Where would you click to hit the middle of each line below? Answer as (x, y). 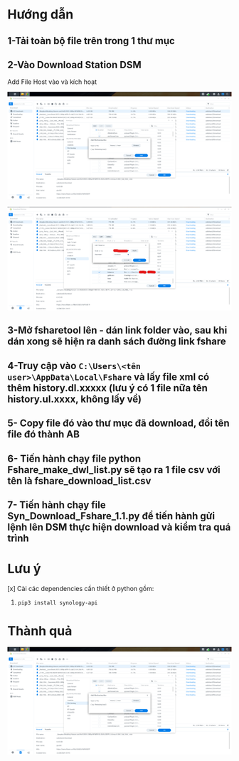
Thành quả (40, 631)
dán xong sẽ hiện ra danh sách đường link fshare (117, 342)
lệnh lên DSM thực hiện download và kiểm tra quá (119, 527)
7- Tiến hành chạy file (57, 505)
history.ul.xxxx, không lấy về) (75, 399)
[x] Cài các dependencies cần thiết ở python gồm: (81, 588)
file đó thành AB (44, 434)
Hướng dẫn (41, 15)
